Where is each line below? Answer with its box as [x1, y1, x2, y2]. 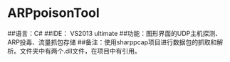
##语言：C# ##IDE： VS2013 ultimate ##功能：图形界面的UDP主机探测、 [7, 29, 222, 37]
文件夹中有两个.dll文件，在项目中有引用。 [19, 46, 141, 55]
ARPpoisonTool [7, 5, 100, 21]
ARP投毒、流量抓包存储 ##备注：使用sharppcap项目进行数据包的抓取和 [7, 37, 217, 46]
